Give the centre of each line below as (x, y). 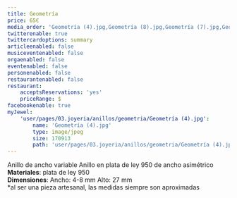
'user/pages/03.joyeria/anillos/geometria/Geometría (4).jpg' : (115, 118)
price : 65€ (23, 20)
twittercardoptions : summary (50, 40)
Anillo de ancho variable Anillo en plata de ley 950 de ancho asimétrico (110, 165)
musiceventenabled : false (45, 54)
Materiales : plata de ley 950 (48, 173)
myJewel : (20, 112)
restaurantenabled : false (45, 79)
